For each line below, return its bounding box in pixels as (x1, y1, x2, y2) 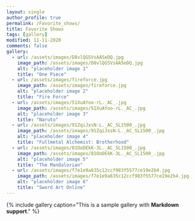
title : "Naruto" (17, 116, 59, 122)
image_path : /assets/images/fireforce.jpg (17, 83, 127, 89)
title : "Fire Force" (17, 94, 69, 100)
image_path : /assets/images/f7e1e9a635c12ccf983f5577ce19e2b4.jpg (17, 173, 190, 180)
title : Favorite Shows (6, 26, 64, 32)
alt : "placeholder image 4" (17, 133, 88, 140)
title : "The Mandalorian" (17, 162, 83, 168)
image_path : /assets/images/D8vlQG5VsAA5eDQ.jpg (17, 60, 143, 66)
